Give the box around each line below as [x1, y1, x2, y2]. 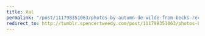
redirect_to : [6, 20, 40, 26]
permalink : [6, 15, 34, 21]
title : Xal [6, 9, 34, 15]
